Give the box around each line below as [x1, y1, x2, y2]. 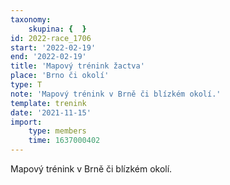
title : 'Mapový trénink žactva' [10, 61, 145, 71]
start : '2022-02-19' [10, 42, 97, 53]
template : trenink [10, 98, 87, 108]
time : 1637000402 [28, 136, 101, 146]
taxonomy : [10, 14, 52, 25]
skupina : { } [28, 24, 87, 34]
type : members [28, 126, 87, 136]
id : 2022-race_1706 [10, 33, 92, 43]
